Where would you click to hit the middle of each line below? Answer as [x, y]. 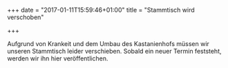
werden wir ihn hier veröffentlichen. [58, 58]
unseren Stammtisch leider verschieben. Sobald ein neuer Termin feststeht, [115, 51]
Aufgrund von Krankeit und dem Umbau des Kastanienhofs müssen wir [108, 44]
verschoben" [26, 17]
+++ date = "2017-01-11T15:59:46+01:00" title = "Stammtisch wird [101, 10]
